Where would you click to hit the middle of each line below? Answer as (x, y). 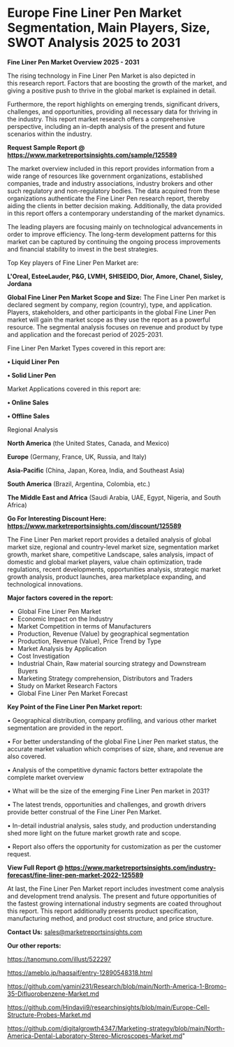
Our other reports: (34, 945)
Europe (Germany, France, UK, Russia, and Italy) (77, 456)
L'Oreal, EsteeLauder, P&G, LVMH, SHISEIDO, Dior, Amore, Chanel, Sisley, (115, 276)
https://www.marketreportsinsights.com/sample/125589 (92, 155)
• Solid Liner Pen (32, 375)
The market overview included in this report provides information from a (111, 168)
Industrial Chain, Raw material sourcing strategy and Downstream (111, 663)
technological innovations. (45, 584)
